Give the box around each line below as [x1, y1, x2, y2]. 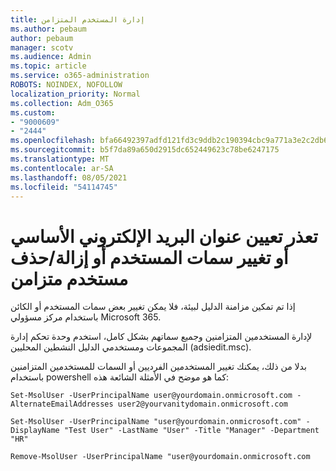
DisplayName [10, 426, 60, 436]
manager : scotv [10, 42, 74, 53]
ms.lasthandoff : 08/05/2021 [10, 172, 128, 183]
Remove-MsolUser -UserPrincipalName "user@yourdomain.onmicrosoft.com [10, 452, 311, 462]
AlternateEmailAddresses [10, 399, 114, 410]
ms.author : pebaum [10, 24, 87, 34]
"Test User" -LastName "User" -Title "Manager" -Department [63, 426, 320, 436]
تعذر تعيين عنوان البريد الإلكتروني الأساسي [10, 225, 318, 248]
